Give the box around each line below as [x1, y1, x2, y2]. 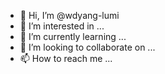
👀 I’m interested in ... [19, 20, 105, 32]
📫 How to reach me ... [19, 53, 113, 64]
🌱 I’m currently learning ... [19, 31, 127, 42]
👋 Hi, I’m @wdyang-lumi [19, 10, 120, 21]
